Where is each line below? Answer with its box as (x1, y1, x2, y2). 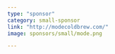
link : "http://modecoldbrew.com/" (7, 23, 109, 30)
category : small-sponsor (7, 17, 80, 24)
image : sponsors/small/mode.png (7, 29, 102, 37)
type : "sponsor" (7, 10, 55, 18)
